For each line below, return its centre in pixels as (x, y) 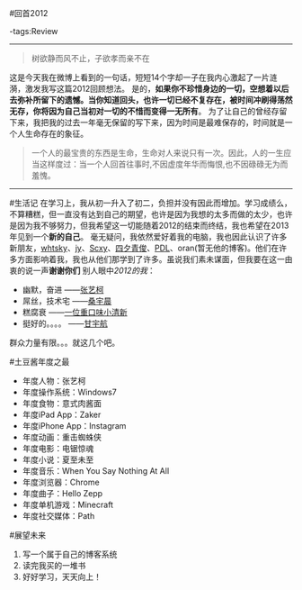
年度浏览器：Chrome (61, 482)
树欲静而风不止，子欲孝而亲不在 (90, 58)
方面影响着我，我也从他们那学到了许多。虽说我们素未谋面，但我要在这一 (151, 259)
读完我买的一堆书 (54, 565)
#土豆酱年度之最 (40, 362)
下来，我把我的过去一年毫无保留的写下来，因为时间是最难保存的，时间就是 (147, 123)
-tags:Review (34, 31)
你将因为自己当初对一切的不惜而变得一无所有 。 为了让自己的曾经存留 (160, 111)
